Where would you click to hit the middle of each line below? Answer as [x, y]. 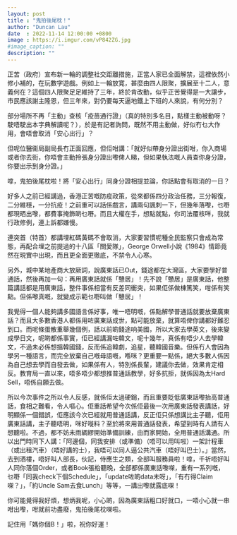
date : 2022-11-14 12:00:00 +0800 [60, 34]
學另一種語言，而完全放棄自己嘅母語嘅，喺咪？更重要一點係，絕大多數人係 [115, 355]
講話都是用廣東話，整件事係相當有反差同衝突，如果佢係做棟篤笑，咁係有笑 [121, 287]
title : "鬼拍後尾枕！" [39, 20]
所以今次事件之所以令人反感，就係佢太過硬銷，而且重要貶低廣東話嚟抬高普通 [119, 397]
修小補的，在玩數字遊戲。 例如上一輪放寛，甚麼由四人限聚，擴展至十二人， [115, 83]
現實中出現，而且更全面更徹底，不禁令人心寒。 [87, 255]
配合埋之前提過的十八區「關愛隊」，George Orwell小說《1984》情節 [123, 246]
